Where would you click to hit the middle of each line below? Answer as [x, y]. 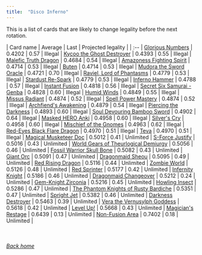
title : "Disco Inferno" [37, 12]
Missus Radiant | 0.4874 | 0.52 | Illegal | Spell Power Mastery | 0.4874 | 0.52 [101, 98]
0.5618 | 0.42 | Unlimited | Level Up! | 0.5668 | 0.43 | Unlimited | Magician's [100, 208]
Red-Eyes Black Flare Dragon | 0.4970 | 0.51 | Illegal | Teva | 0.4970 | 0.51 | [99, 131]
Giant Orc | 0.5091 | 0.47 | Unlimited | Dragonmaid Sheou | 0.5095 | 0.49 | [98, 156]
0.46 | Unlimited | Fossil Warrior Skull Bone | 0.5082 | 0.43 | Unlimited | [94, 150]
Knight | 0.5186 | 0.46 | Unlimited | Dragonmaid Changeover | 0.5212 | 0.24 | [101, 175]
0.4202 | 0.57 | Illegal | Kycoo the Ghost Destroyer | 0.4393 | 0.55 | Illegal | [99, 53]
